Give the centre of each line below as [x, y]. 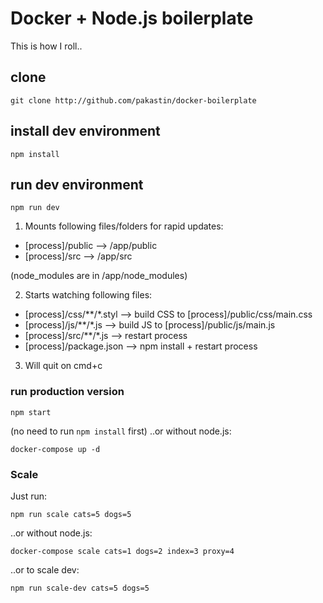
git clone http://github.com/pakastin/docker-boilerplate [133, 100]
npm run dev [35, 208]
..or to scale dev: [45, 569]
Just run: [29, 496]
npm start [31, 412]
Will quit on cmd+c [63, 366]
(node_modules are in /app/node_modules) [99, 276]
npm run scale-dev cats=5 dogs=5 [80, 588]
